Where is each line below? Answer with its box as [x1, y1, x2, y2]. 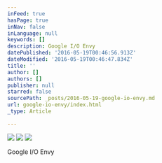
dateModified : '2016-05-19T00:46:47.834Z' [7, 56, 133, 63]
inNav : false [7, 23, 46, 30]
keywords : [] [7, 36, 46, 43]
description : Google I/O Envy [7, 43, 96, 50]
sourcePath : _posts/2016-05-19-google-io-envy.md [7, 95, 156, 102]
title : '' [7, 62, 36, 69]
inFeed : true [7, 10, 46, 17]
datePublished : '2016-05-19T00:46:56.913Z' [7, 50, 137, 57]
